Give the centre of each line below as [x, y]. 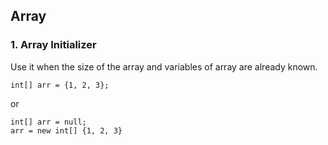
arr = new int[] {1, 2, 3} [66, 130]
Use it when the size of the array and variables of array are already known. [164, 66]
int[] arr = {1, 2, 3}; [60, 85]
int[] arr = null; [48, 122]
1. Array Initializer [53, 45]
